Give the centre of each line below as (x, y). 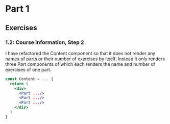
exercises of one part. (28, 69)
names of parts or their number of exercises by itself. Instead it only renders (85, 59)
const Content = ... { (29, 79)
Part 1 (17, 9)
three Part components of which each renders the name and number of (80, 64)
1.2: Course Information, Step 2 (45, 42)
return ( (19, 84)
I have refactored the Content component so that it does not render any (80, 53)
